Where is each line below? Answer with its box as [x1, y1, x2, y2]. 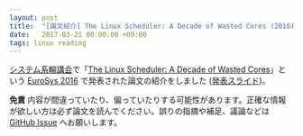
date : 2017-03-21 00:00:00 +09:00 [9, 30, 147, 39]
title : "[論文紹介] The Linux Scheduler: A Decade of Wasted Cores [9, 22, 267, 31]
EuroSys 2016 [26, 76, 78, 86]
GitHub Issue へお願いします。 [9, 117, 123, 128]
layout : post [9, 13, 59, 23]
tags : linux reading [9, 38, 87, 48]
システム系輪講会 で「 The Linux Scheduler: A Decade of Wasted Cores [9, 64, 271, 75]
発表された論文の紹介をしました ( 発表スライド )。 [87, 76, 271, 86]
